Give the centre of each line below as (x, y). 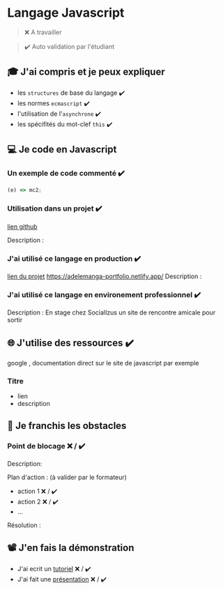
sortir (15, 320)
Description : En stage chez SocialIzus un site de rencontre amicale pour (111, 312)
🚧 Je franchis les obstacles (67, 426)
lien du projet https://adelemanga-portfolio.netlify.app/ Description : (105, 276)
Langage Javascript (66, 13)
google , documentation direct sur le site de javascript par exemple (103, 363)
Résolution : (24, 525)
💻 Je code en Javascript (62, 150)
